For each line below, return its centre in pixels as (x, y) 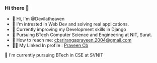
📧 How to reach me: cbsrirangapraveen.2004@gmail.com (72, 40)
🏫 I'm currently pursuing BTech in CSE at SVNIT (54, 55)
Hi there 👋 (17, 8)
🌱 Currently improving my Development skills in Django (69, 29)
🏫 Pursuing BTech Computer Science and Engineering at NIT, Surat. (82, 35)
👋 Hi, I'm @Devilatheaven (38, 19)
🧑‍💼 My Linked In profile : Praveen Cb (50, 45)
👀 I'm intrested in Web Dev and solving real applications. (70, 24)
